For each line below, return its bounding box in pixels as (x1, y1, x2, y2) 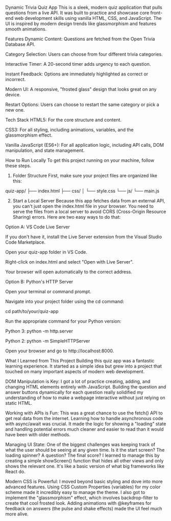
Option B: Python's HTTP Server (5, 279, 74, 284)
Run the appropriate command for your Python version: (5, 318, 121, 324)
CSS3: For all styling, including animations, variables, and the (5, 127, 134, 133)
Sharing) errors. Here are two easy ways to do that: (12, 214, 121, 220)
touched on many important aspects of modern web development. (5, 369, 145, 374)
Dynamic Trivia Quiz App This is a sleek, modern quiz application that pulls (5, 5, 162, 10)
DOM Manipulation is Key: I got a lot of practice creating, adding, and (5, 378, 151, 384)
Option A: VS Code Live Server (5, 224, 70, 230)
